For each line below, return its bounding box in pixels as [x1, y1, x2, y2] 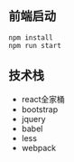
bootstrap [21, 103, 59, 115]
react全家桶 [21, 93, 65, 104]
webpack [21, 142, 56, 153]
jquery [21, 113, 46, 124]
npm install [8, 33, 53, 43]
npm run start [8, 41, 62, 50]
